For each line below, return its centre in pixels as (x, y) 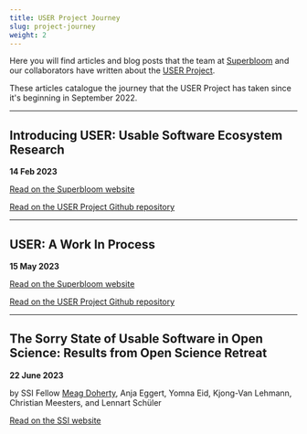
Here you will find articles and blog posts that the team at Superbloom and (149, 61)
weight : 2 (28, 35)
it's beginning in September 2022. (74, 98)
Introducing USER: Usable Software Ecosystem (146, 135)
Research (37, 149)
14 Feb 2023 (33, 172)
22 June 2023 (37, 375)
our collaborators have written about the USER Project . (112, 70)
